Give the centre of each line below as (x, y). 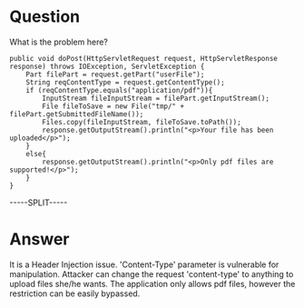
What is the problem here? (59, 42)
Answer (39, 239)
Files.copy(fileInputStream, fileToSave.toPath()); (142, 122)
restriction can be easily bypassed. (75, 293)
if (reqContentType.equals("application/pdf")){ (119, 90)
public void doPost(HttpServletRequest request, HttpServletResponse (144, 58)
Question (44, 17)
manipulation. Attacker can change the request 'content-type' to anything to (152, 273)
